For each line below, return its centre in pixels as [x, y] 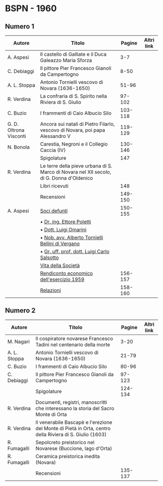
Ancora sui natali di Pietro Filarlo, [77, 124]
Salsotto [49, 258]
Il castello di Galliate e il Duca [73, 54]
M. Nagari [19, 341]
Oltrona [16, 130]
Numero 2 [20, 310]
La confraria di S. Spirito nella [73, 96]
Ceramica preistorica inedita [68, 456]
